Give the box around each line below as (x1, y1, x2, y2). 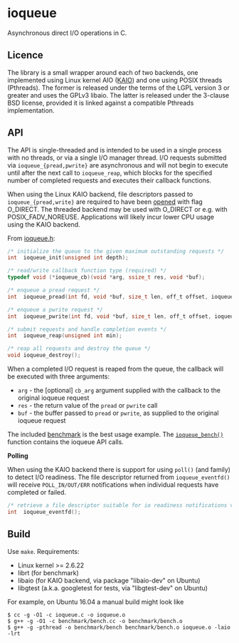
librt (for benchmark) (17, 568, 80, 577)
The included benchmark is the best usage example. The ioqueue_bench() (7, 430, 224, 439)
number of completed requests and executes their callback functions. (7, 176, 212, 185)
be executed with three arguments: (7, 372, 110, 381)
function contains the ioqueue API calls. (7, 438, 124, 446)
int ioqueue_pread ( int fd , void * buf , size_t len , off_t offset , (7, 293, 208, 300)
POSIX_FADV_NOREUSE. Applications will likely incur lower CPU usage (7, 212, 215, 221)
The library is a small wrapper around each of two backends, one (7, 68, 198, 76)
